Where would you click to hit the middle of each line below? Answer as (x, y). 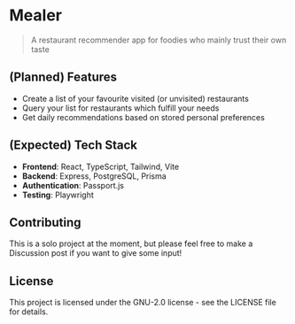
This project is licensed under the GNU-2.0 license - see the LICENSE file (143, 303)
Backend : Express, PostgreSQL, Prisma (94, 176)
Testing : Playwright (58, 195)
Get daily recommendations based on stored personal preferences (144, 117)
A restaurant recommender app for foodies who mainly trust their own (159, 40)
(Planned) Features (63, 77)
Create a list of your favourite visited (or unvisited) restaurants (136, 98)
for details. (29, 312)
